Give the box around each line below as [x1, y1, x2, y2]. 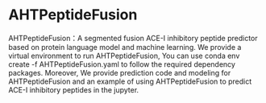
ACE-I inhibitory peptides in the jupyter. [8, 84, 139, 94]
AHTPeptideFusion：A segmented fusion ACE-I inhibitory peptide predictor [8, 33, 258, 43]
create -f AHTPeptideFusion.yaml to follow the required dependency [8, 59, 236, 69]
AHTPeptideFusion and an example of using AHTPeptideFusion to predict [8, 76, 252, 86]
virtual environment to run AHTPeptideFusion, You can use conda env [8, 51, 240, 60]
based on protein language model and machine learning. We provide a [8, 42, 242, 51]
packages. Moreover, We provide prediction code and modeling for [8, 68, 231, 77]
